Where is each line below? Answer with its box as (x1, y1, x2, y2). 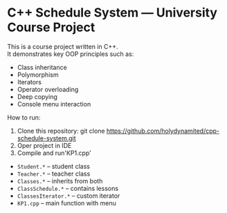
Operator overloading (17, 85, 79, 93)
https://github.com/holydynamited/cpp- (106, 127, 220, 135)
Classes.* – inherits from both (17, 176, 103, 185)
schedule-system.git (17, 133, 76, 142)
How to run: (7, 113, 41, 122)
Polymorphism (17, 71, 59, 79)
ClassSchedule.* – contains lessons (17, 184, 119, 192)
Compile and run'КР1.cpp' (17, 149, 92, 157)
